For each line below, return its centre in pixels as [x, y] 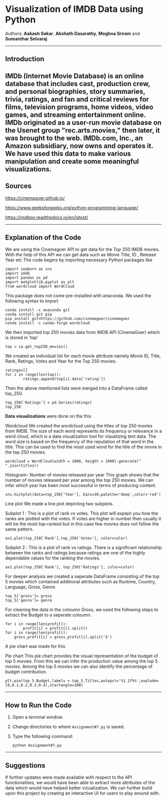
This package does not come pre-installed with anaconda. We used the [78, 296]
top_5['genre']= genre [29, 601]
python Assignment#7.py [37, 746]
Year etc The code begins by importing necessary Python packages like [79, 260]
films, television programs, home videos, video [79, 107]
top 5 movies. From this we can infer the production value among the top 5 [82, 661]
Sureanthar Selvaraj [26, 39]
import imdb [17, 274]
